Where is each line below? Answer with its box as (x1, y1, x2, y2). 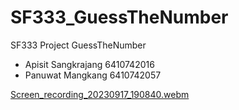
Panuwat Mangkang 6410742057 (24, 69, 162, 81)
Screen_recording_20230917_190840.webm (10, 88, 190, 100)
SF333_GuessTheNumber (10, 6, 229, 29)
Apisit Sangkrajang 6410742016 (24, 58, 155, 70)
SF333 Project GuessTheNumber (10, 39, 147, 51)
